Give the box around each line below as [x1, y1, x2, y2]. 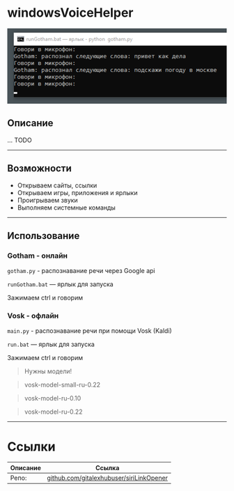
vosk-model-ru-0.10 [24, 394, 81, 403]
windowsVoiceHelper [7, 5, 134, 21]
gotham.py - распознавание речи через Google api [7, 267, 155, 275]
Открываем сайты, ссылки [17, 181, 97, 189]
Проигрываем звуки [17, 196, 78, 204]
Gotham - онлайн [7, 251, 68, 260]
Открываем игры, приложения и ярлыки [17, 188, 138, 196]
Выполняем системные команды [17, 203, 116, 212]
